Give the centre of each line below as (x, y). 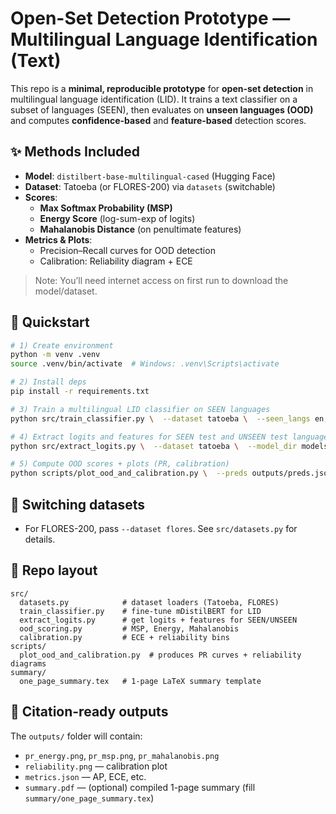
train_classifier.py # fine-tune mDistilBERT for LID (140, 611)
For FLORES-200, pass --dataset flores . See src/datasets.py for (161, 528)
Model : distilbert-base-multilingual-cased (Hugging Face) (150, 176)
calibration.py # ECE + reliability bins (124, 637)
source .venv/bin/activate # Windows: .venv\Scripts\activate (145, 364)
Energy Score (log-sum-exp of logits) (117, 218)
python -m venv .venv (55, 355)
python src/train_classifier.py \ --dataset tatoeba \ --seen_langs (160, 418)
